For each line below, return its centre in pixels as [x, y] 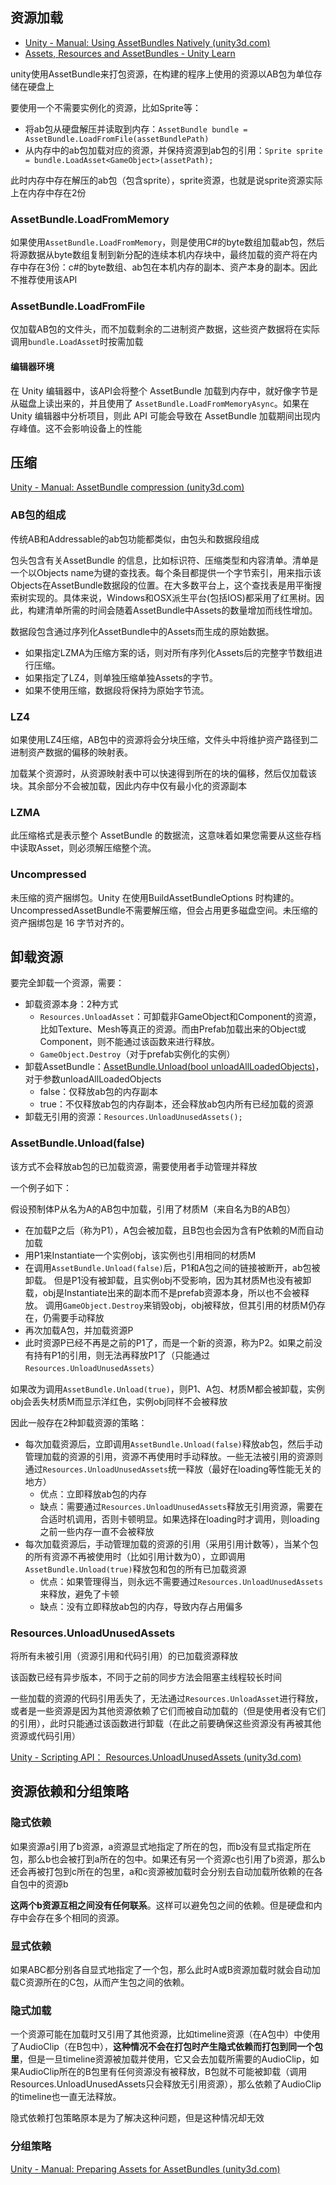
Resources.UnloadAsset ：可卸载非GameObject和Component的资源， [180, 1017]
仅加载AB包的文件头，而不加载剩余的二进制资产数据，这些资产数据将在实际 [165, 329]
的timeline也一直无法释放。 [66, 2097]
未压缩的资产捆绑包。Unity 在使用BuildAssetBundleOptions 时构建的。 [155, 897]
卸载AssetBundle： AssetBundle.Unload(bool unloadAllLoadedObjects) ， [174, 1067]
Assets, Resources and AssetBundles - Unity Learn [130, 53]
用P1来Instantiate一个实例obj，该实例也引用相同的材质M [140, 1255]
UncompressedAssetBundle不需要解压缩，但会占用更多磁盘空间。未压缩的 [164, 910]
